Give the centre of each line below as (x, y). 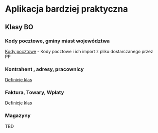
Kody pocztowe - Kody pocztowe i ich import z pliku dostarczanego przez (79, 51)
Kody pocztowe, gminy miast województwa (58, 41)
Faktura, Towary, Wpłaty (35, 93)
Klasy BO (19, 27)
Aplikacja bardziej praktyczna (67, 9)
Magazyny (18, 115)
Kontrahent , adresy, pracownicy (44, 69)
